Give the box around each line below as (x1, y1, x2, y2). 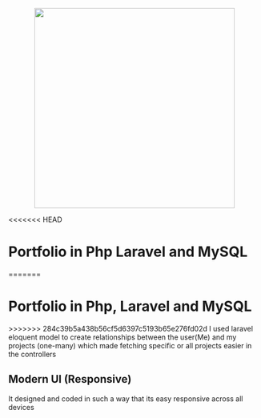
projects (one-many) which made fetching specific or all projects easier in (8, 340, 252, 350)
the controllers (8, 349, 57, 359)
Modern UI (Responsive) (8, 372, 132, 386)
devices (8, 402, 34, 412)
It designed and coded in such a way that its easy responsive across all (8, 393, 243, 404)
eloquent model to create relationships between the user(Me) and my (8, 332, 237, 342)
